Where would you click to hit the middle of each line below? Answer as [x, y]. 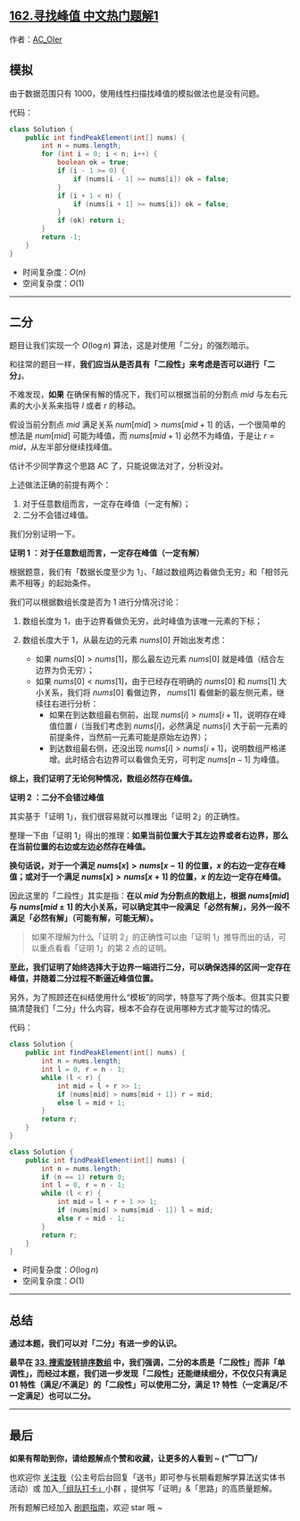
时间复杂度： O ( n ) [54, 272]
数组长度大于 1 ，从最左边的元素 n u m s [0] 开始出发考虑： [125, 640]
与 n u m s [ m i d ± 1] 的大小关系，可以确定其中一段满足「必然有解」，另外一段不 [150, 907]
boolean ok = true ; [93, 163]
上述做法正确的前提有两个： [60, 485]
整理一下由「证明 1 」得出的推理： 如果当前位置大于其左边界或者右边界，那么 [149, 836]
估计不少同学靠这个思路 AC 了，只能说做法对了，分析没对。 [119, 466]
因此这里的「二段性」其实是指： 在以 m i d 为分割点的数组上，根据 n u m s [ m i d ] [150, 896]
